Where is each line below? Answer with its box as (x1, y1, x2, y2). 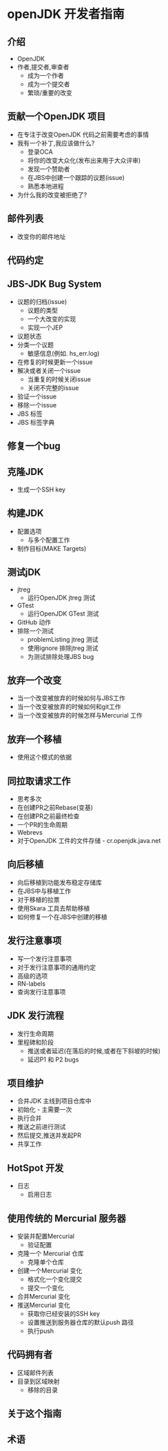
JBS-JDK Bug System (7, 278, 102, 290)
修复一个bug (7, 440, 61, 452)
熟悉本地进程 (27, 182, 64, 190)
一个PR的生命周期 (17, 821, 67, 829)
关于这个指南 (7, 1408, 62, 1420)
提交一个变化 (27, 1283, 64, 1292)
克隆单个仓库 (27, 1257, 64, 1266)
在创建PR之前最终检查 (17, 812, 80, 820)
